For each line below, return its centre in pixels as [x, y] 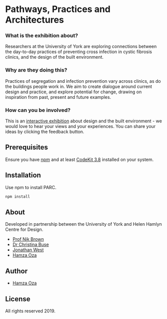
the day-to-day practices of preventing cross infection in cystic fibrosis [78, 52]
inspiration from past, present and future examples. [58, 97]
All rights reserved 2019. [30, 311]
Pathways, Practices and [58, 9]
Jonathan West [28, 250]
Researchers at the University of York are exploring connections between [81, 47]
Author [16, 271]
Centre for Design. [24, 230]
